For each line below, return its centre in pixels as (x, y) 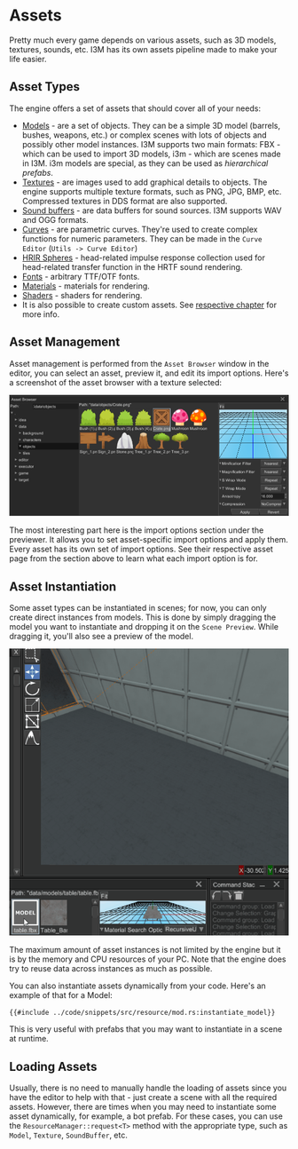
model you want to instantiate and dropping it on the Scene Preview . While (144, 627)
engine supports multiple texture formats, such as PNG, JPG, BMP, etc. (152, 191)
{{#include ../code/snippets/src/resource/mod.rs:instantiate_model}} (142, 1013)
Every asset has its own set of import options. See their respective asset (141, 549)
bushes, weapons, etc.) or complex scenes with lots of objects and (145, 135)
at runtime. (29, 1039)
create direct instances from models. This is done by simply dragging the (143, 617)
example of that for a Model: (61, 995)
